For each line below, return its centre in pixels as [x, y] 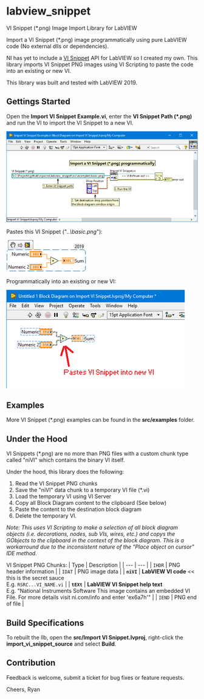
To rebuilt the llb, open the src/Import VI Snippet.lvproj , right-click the [95, 638]
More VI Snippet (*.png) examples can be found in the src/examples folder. [100, 420]
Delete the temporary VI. [46, 516]
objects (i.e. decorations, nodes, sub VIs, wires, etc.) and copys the [91, 534]
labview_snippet [49, 11]
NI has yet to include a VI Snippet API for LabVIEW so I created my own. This [102, 58]
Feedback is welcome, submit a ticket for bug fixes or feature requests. [95, 677]
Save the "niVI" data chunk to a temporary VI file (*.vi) [82, 490]
